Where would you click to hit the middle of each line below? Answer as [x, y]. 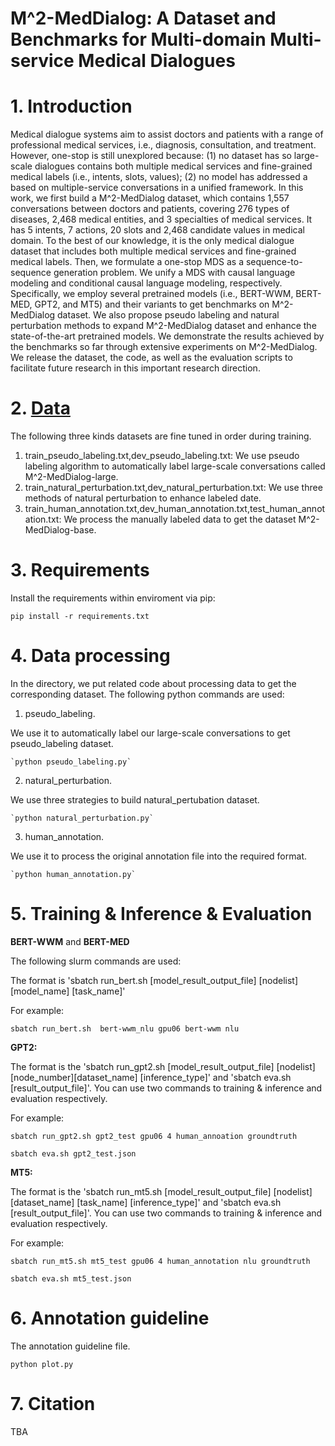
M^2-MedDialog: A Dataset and [143, 18]
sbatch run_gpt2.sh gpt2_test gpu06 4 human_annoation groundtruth [154, 1136]
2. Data [40, 408]
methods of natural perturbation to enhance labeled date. [143, 498]
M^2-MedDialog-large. [71, 477]
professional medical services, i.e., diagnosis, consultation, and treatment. [163, 145]
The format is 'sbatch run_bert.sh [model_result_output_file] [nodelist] [154, 980]
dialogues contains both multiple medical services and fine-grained [173, 166]
